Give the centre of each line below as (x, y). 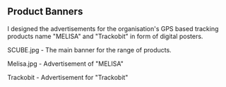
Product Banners (45, 12)
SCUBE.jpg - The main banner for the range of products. (89, 50)
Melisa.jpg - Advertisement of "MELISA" (65, 64)
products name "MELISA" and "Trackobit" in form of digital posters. (105, 36)
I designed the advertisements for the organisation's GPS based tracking (113, 28)
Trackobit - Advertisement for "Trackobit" (68, 77)
